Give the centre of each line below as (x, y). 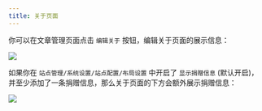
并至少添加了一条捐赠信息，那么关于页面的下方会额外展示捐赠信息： (122, 83)
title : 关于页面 (33, 16)
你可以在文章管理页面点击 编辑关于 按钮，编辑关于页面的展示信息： (119, 40)
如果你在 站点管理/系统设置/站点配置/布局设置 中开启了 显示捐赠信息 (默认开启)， (133, 72)
